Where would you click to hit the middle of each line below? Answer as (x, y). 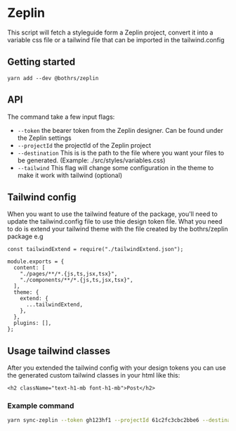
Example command (41, 406)
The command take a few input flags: (61, 117)
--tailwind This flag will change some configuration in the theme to (116, 167)
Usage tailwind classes (59, 350)
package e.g (25, 236)
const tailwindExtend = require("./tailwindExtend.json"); (96, 250)
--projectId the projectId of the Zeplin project (84, 145)
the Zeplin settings (44, 138)
